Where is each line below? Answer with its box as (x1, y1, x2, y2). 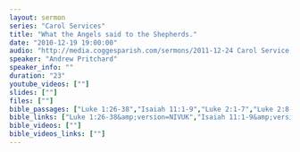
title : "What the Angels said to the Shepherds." (9, 30, 198, 38)
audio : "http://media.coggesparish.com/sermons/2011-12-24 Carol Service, (9, 46, 294, 55)
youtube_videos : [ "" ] (9, 80, 90, 89)
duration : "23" (9, 72, 66, 80)
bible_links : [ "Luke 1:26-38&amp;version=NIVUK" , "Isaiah (9, 113, 226, 122)
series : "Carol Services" (9, 21, 105, 30)
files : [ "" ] (9, 96, 54, 106)
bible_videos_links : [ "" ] (9, 130, 105, 139)
